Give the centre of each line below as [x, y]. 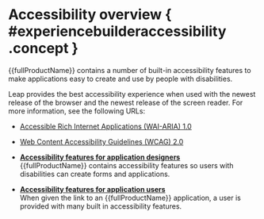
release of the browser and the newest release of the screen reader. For [126, 102]
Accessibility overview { [90, 15]
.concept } [44, 48]
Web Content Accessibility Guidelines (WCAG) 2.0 [101, 141]
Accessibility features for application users [92, 189]
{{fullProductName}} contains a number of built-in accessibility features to [130, 70]
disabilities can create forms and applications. [95, 174]
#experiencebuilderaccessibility [117, 31]
